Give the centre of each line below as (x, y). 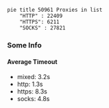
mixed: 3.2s (33, 77)
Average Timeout (32, 61)
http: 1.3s (30, 84)
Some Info (25, 45)
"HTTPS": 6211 (39, 22)
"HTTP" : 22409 (41, 16)
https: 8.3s (32, 91)
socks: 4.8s (33, 99)
